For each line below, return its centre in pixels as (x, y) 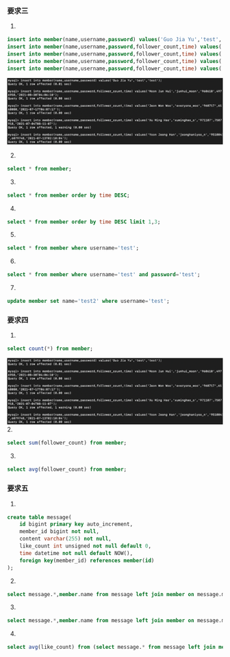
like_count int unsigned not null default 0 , (86, 546)
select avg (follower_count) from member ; (67, 470)
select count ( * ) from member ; (50, 349)
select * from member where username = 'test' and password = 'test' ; (104, 275)
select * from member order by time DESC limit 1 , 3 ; (84, 222)
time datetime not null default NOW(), (76, 553)
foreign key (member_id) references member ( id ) (87, 560)
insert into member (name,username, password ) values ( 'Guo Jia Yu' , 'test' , (115, 40)
